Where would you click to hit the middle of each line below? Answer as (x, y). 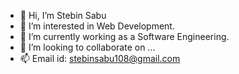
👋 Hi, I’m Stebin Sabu (63, 15)
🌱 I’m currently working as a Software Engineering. (124, 36)
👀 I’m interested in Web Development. (97, 26)
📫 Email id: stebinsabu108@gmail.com (100, 58)
